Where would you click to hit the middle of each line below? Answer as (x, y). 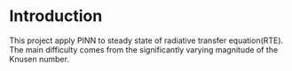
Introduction (56, 16)
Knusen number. (39, 59)
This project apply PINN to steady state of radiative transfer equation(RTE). (146, 40)
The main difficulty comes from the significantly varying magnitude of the (144, 49)
